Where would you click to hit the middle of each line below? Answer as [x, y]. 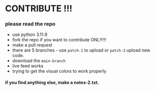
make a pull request [32, 45]
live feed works [28, 66]
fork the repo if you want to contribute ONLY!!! [59, 40]
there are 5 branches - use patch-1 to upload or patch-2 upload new [81, 50]
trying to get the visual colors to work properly [59, 71]
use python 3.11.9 [30, 34]
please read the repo [30, 24]
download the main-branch [39, 61]
